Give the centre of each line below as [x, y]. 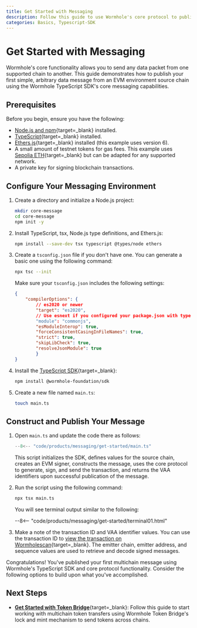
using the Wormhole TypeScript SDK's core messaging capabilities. [88, 86]
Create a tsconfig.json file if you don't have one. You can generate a [98, 255]
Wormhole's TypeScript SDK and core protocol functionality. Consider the [95, 568]
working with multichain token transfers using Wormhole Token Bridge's [101, 613]
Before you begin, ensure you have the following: [65, 119]
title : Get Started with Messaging [50, 11]
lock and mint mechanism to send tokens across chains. [82, 620]
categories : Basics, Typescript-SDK [51, 22]
